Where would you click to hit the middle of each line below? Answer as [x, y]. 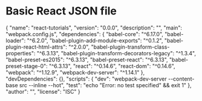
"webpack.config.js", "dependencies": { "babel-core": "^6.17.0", [85, 34]
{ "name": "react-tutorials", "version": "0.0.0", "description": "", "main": [94, 28]
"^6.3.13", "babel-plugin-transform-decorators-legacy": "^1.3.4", [116, 53]
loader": [16, 40]
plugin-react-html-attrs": [37, 47]
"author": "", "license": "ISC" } [43, 91]
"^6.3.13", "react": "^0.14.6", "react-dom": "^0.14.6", [112, 66]
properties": [21, 53]
